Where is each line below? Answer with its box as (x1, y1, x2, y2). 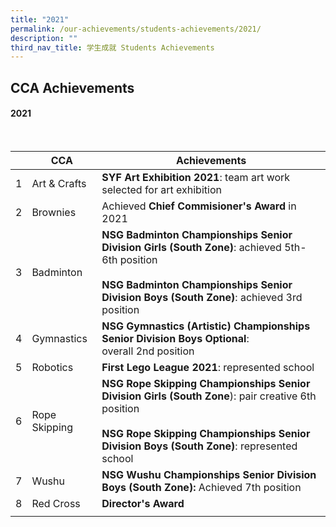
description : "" (10, 33, 78, 43)
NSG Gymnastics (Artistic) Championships (101, 319, 311, 333)
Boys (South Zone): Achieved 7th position (101, 480, 302, 494)
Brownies (31, 205, 77, 219)
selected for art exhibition (101, 182, 222, 196)
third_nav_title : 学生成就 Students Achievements (10, 42, 215, 53)
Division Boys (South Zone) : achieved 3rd (101, 290, 303, 304)
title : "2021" (10, 14, 70, 25)
